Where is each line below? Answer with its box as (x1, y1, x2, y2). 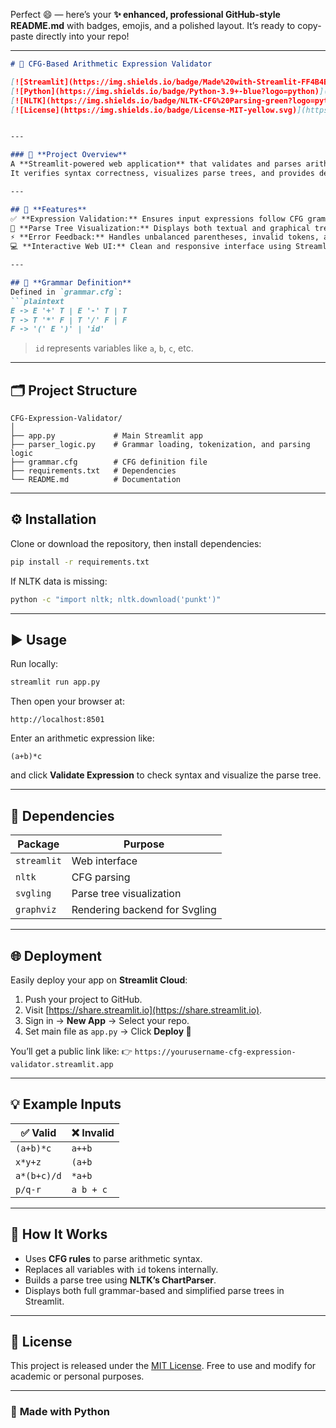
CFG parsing (71, 870, 131, 884)
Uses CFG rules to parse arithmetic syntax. (24, 1252, 203, 1264)
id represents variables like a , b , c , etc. (34, 342, 194, 354)
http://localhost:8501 (10, 715, 105, 725)
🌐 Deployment (10, 947, 102, 964)
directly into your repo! (35, 30, 130, 42)
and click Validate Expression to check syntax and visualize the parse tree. (10, 769, 322, 781)
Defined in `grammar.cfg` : (10, 287, 123, 297)
